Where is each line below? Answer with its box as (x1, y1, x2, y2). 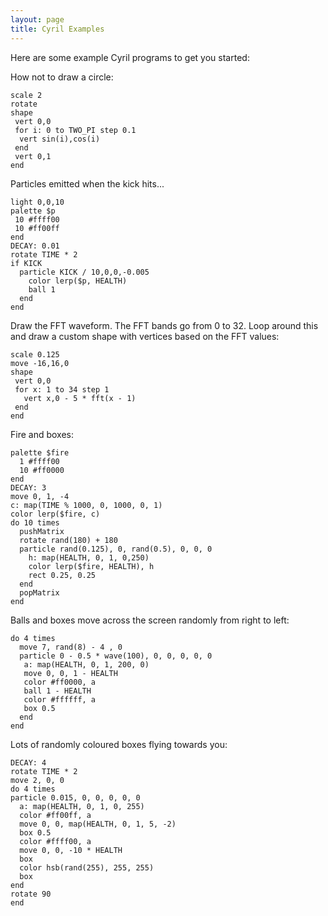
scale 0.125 (10, 349, 60, 360)
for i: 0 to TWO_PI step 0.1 (14, 125, 137, 135)
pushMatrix (19, 526, 65, 536)
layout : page (10, 14, 65, 25)
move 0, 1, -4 (10, 491, 70, 501)
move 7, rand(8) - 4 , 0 (19, 642, 123, 652)
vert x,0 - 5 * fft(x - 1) (23, 393, 137, 403)
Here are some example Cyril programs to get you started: (10, 51, 250, 63)
